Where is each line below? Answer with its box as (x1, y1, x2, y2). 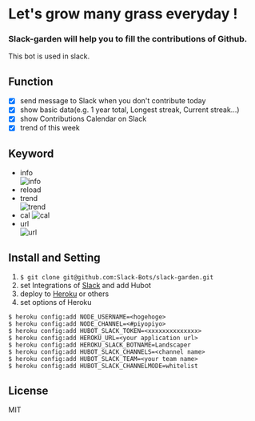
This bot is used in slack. (8, 51, 90, 61)
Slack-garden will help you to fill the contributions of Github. (8, 34, 248, 45)
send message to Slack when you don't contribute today (19, 96, 206, 106)
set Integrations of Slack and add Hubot (19, 281, 152, 291)
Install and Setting (8, 251, 101, 264)
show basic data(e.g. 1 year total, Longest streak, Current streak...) (19, 105, 240, 114)
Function (8, 74, 54, 88)
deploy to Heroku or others (19, 289, 110, 299)
